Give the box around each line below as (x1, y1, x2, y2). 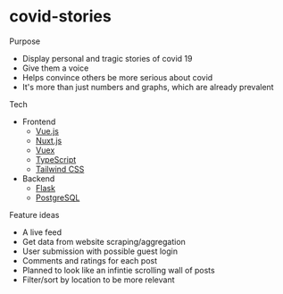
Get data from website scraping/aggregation (21, 236, 186, 247)
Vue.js (35, 125, 60, 136)
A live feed (21, 226, 62, 238)
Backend (21, 172, 55, 184)
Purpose (9, 36, 41, 46)
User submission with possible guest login (21, 246, 179, 256)
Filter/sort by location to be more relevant (21, 274, 175, 285)
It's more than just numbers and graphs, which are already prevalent (21, 81, 274, 92)
